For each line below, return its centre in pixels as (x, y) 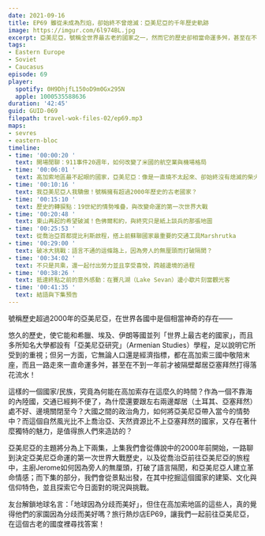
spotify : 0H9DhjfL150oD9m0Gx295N (70, 89)
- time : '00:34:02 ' (42, 258)
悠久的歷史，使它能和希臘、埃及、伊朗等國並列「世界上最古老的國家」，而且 (131, 335)
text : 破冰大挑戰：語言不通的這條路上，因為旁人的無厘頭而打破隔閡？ (114, 251)
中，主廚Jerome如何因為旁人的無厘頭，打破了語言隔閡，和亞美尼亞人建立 (128, 467)
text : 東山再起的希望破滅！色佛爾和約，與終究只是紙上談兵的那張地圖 (114, 221)
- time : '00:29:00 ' (42, 243)
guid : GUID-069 (33, 111)
